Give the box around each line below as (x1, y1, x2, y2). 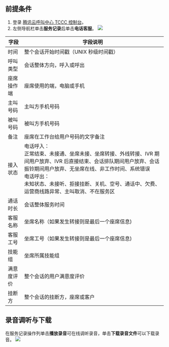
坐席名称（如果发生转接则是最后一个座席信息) (24, 218, 132, 225)
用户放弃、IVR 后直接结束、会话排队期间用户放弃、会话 (29, 157, 160, 164)
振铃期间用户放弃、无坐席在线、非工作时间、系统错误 (24, 165, 150, 172)
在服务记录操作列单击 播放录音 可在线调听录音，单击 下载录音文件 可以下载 (5, 330, 155, 336)
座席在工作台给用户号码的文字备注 (24, 133, 105, 140)
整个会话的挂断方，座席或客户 (24, 293, 95, 300)
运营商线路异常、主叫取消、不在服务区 (24, 188, 115, 195)
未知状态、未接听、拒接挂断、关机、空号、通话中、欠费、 (24, 180, 160, 187)
